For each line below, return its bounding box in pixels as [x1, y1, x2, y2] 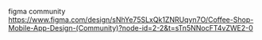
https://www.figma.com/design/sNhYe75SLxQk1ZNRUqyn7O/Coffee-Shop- [8, 15, 254, 24]
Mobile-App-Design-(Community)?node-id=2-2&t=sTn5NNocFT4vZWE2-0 [8, 24, 254, 32]
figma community [8, 7, 66, 16]
